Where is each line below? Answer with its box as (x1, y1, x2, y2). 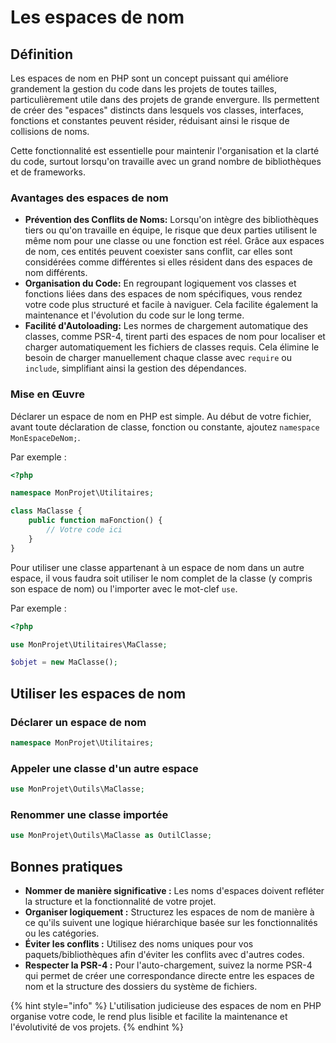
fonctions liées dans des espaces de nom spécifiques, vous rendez (24, 288, 303, 300)
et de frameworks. (10, 166, 87, 178)
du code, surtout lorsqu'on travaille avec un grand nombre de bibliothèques (10, 156, 322, 167)
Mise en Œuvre (10, 387, 85, 401)
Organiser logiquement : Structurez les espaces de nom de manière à (24, 906, 315, 918)
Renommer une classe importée (10, 808, 169, 821)
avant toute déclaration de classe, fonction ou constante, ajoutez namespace (10, 421, 320, 433)
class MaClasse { (10, 506, 83, 516)
